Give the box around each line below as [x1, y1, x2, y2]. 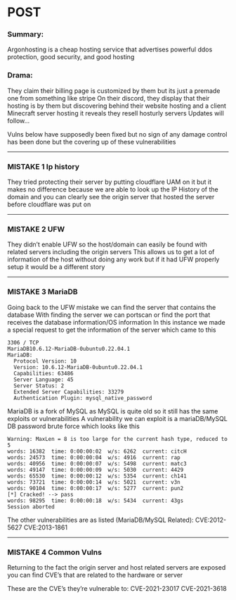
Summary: [7, 30, 44, 39]
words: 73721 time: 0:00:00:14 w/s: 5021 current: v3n [7, 478, 181, 486]
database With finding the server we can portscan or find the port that [7, 311, 211, 319]
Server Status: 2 [13, 382, 65, 389]
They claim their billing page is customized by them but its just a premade [7, 86, 221, 95]
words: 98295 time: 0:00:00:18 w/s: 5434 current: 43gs [7, 497, 184, 504]
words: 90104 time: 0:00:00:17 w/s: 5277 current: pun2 [7, 485, 184, 492]
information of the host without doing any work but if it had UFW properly [7, 255, 220, 264]
